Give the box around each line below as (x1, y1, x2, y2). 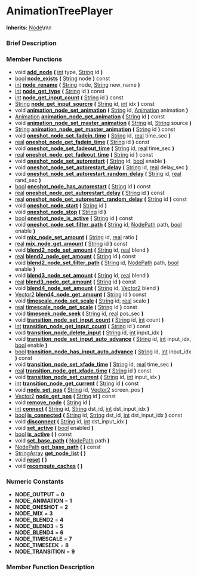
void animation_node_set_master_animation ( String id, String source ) (14, 120, 192, 127)
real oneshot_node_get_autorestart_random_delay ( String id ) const (14, 196, 187, 203)
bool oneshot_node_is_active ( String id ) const (14, 215, 133, 222)
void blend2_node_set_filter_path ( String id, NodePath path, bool (14, 259, 179, 267)
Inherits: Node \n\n (6, 24, 52, 31)
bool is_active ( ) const (14, 431, 72, 438)
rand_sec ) (14, 176, 41, 184)
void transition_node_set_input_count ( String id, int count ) (14, 316, 164, 323)
